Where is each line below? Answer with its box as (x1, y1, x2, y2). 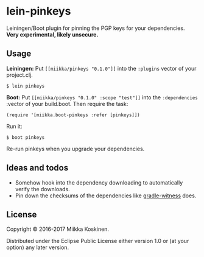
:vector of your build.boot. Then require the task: (6, 100, 128, 107)
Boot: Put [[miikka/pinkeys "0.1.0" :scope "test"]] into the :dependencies (6, 93, 198, 101)
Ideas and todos (6, 163, 69, 173)
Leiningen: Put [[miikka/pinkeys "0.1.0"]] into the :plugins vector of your (6, 65, 197, 72)
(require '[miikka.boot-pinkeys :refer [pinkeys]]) (6, 111, 140, 118)
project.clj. (6, 71, 33, 79)
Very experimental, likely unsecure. (6, 30, 99, 38)
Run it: (6, 122, 23, 130)
